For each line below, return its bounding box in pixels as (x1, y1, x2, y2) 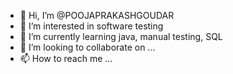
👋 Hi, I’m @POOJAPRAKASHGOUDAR (19, 10, 175, 21)
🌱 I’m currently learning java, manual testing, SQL (19, 31, 223, 42)
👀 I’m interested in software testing (19, 20, 164, 32)
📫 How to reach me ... (19, 53, 113, 64)
